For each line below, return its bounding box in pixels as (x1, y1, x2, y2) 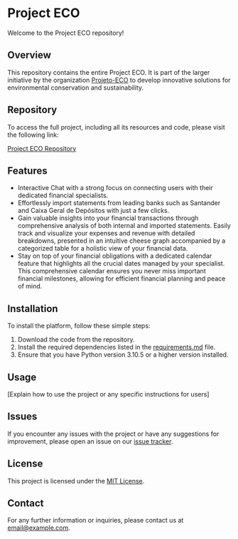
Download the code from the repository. (17, 335, 135, 344)
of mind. (17, 282, 43, 291)
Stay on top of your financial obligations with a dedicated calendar (17, 251, 212, 261)
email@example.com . (7, 523, 71, 532)
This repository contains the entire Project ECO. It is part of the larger (7, 68, 210, 76)
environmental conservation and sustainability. (7, 83, 144, 92)
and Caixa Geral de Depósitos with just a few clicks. (17, 206, 170, 215)
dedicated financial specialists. (17, 191, 109, 200)
